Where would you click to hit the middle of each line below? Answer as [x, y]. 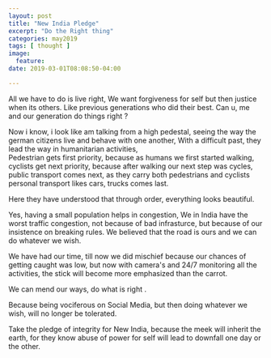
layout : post [30, 16]
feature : [30, 62]
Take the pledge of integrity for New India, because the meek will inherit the [135, 329]
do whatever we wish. [45, 241]
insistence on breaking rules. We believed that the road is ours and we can [133, 232]
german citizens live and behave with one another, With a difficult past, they [135, 140]
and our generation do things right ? [68, 116]
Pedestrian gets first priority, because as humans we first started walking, [131, 157]
